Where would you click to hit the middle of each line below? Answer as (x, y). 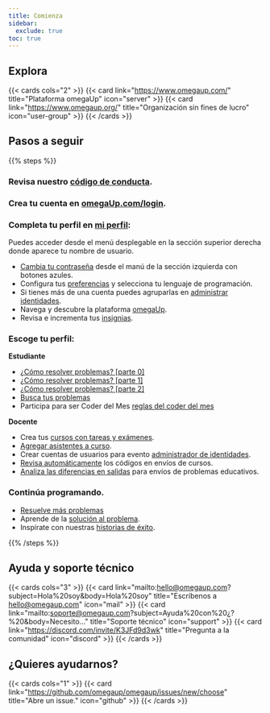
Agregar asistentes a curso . (66, 446)
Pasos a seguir (46, 141)
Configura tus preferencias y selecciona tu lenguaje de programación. (136, 284)
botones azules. (47, 276)
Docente (23, 422)
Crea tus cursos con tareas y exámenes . (87, 437)
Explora (28, 70)
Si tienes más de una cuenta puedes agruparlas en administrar (124, 292)
